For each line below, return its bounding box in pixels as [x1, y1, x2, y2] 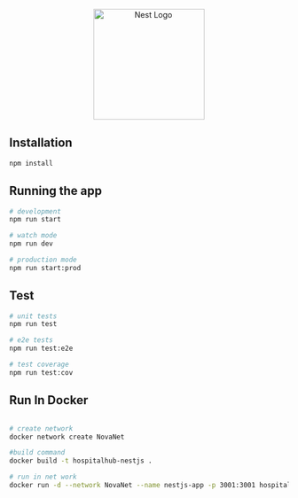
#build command [9, 448, 66, 457]
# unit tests [9, 311, 58, 321]
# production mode [9, 255, 77, 264]
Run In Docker [9, 393, 89, 408]
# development [9, 206, 62, 216]
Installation [9, 136, 73, 151]
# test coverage [9, 360, 69, 370]
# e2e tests [9, 336, 53, 345]
